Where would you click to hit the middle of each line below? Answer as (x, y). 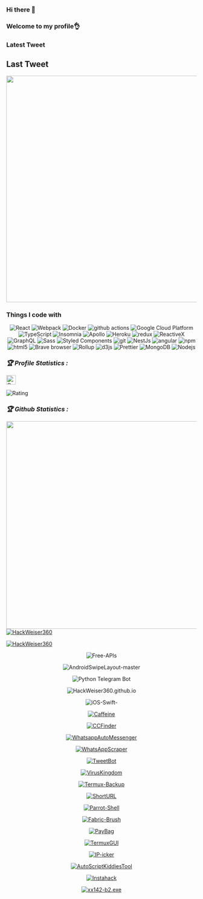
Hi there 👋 (21, 10)
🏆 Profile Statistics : (37, 363)
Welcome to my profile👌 (43, 26)
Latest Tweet (26, 45)
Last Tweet (27, 64)
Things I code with (34, 315)
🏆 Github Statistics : (37, 409)
